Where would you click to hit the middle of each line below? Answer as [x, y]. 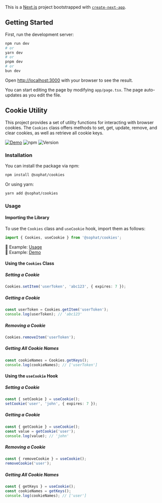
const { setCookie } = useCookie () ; [42, 399]
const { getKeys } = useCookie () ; [40, 487]
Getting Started [29, 22]
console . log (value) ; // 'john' [37, 436]
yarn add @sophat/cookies [31, 193]
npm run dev [17, 43]
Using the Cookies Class [30, 263]
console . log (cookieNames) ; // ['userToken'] [51, 365]
